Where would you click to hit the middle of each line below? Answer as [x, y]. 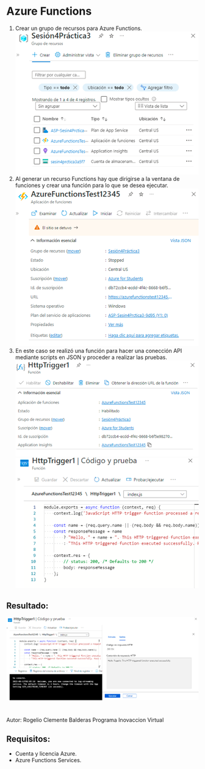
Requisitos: [28, 739]
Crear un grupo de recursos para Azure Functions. [78, 28]
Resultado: [27, 606]
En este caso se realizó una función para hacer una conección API [99, 350]
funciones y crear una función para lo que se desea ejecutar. [92, 186]
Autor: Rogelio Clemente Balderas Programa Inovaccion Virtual [85, 720]
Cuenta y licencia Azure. [46, 754]
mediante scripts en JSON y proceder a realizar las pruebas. [91, 357]
